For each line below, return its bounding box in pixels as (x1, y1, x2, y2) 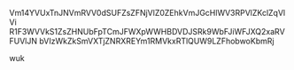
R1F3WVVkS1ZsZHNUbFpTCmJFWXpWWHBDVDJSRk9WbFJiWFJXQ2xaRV (9, 27, 285, 36)
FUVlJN (9, 35, 38, 46)
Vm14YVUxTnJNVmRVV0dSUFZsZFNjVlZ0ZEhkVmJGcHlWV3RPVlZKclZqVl (9, 8, 286, 18)
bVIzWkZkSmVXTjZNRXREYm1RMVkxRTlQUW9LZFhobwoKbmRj (39, 35, 275, 46)
